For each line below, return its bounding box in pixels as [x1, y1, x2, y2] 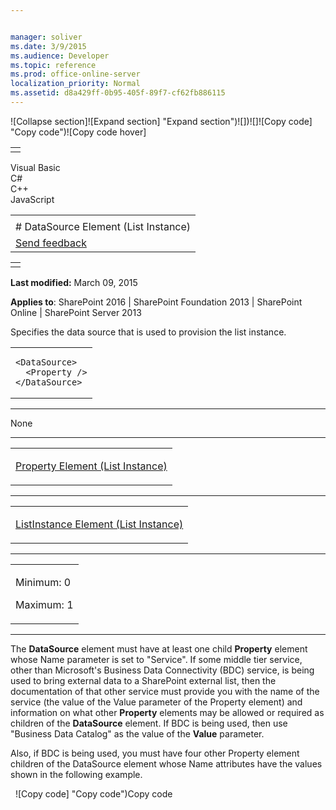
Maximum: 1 [15, 597, 74, 611]
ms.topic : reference [10, 60, 97, 70]
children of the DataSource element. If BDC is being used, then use [10, 717, 288, 729]
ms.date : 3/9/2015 [10, 41, 87, 51]
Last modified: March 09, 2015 [10, 276, 138, 288]
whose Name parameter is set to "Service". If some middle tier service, [10, 653, 303, 665]
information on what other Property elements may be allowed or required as [10, 706, 325, 718]
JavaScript [10, 193, 55, 205]
